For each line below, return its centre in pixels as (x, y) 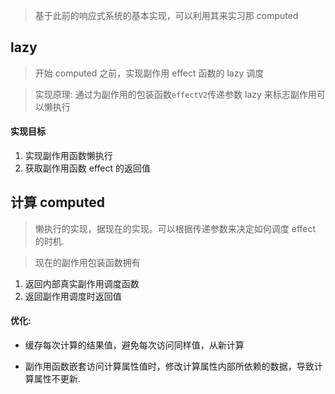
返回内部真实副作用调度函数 (82, 283)
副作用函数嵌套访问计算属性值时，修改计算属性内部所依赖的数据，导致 (169, 366)
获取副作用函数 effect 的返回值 (87, 168)
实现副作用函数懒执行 (68, 156)
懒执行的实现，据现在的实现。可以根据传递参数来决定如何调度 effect (175, 228)
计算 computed (57, 202)
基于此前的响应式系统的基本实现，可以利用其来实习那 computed (166, 15)
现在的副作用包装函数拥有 (87, 262)
